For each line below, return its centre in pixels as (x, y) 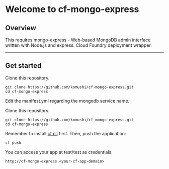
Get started (23, 66)
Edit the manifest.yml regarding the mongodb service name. (67, 101)
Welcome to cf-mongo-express (72, 9)
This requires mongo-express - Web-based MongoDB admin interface (78, 40)
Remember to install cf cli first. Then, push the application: (66, 133)
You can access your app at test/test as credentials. (59, 152)
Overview (21, 28)
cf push (13, 143)
